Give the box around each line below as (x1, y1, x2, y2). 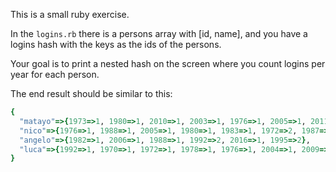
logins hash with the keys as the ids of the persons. (10, 39, 222, 50)
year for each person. (10, 69, 100, 80)
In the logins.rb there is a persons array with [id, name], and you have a (10, 28, 308, 39)
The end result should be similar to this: (10, 88, 173, 99)
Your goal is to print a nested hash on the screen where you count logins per (10, 58, 326, 69)
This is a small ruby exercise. (10, 9, 130, 20)
